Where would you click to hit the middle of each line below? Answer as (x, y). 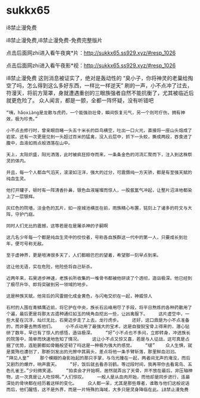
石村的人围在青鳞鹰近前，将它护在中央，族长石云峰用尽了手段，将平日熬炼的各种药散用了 (99, 307)
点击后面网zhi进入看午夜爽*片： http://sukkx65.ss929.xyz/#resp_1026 (91, 53)
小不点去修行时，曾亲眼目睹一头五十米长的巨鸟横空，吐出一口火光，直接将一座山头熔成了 (99, 130)
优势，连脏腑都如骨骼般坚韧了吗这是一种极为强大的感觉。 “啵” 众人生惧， (101, 345)
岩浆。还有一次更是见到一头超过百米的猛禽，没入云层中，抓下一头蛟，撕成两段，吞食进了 (99, 137)
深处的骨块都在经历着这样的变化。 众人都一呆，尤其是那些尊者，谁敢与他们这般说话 (98, 383)
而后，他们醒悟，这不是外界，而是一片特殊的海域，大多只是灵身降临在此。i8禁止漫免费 (97, 390)
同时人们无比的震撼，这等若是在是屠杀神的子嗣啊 (57, 226)
